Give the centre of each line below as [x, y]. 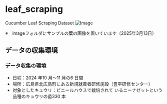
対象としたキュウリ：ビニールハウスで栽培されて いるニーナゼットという [87, 90]
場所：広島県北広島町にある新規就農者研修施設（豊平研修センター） [82, 84]
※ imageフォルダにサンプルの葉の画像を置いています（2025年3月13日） [81, 33]
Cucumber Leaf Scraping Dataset [39, 23]
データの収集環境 [31, 51]
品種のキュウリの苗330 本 [39, 96]
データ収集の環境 [26, 66]
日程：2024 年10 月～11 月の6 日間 [48, 78]
